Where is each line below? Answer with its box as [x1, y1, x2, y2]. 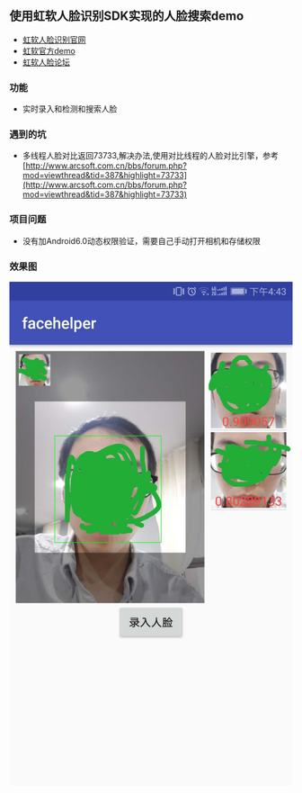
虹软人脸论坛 [22, 57, 70, 68]
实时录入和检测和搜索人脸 [22, 104, 118, 114]
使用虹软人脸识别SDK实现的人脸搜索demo [9, 8, 244, 24]
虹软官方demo [22, 45, 76, 56]
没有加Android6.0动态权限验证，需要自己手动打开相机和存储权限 [22, 235, 261, 246]
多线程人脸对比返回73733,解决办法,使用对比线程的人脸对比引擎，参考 [22, 150, 279, 161]
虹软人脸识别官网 [22, 34, 86, 45]
